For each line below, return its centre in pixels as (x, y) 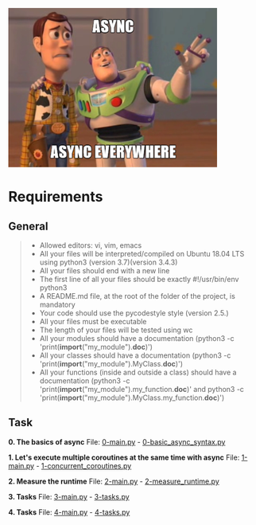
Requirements (56, 197)
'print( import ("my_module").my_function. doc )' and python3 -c (142, 389)
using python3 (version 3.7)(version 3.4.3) (109, 262)
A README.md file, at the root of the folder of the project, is (138, 296)
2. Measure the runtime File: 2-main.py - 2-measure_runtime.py (114, 481)
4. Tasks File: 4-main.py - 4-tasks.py (69, 512)
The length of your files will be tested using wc (116, 330)
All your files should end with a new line (105, 270)
